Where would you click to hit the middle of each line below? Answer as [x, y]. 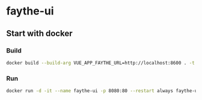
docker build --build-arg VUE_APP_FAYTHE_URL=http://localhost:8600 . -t [101, 63]
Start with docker [39, 33]
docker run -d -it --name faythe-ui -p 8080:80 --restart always [90, 91]
